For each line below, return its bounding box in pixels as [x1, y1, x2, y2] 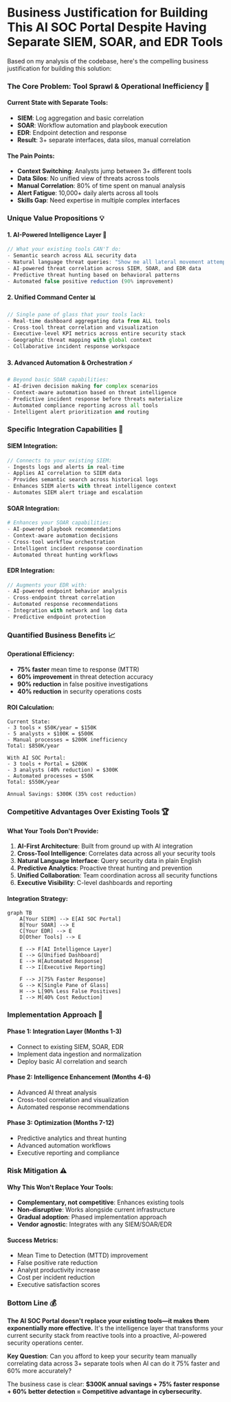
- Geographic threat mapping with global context [7, 336, 153, 344]
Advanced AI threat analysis [16, 1088, 98, 1097]
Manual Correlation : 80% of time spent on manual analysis [16, 181, 186, 190]
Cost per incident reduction [16, 1273, 95, 1281]
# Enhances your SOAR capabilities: [7, 519, 112, 527]
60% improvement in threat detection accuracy [16, 672, 153, 680]
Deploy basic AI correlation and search [16, 1057, 128, 1066]
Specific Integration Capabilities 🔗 [7, 425, 124, 434]
